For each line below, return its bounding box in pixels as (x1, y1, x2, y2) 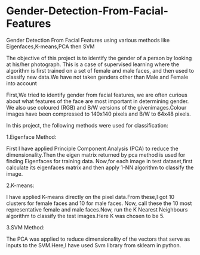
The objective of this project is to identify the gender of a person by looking (6, 54, 192, 61)
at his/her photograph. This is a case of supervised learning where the (6, 61, 180, 68)
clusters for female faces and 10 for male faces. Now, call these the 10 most (6, 200, 192, 207)
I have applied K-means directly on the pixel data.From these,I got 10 (6, 193, 175, 200)
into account (6, 79, 37, 87)
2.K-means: (6, 182, 35, 189)
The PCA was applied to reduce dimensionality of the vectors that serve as (6, 235, 190, 242)
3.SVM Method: (6, 223, 45, 231)
